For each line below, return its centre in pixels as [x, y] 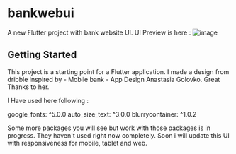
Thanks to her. [28, 87]
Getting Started [42, 55]
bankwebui [41, 13]
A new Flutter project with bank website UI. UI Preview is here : [99, 32]
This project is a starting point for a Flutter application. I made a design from [118, 71]
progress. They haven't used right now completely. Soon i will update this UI [119, 135]
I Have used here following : [48, 100]
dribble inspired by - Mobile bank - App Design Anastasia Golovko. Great [114, 79]
